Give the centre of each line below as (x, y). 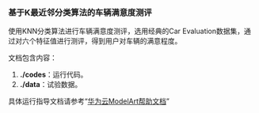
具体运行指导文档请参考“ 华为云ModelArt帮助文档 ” (89, 101)
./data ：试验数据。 (51, 85)
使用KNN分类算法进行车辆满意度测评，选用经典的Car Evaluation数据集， (126, 31)
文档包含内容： (32, 58)
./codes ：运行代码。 (53, 75)
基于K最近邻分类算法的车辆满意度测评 (80, 12)
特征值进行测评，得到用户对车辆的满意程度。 (109, 41)
